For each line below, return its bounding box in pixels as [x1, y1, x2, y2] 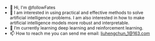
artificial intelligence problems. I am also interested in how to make [9, 15, 145, 20]
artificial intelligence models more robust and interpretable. [9, 20, 129, 26]
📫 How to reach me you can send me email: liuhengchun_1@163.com [9, 30, 151, 36]
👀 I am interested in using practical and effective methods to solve [9, 10, 144, 15]
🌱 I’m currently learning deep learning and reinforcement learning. [9, 25, 144, 31]
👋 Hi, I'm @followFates [9, 5, 55, 10]
